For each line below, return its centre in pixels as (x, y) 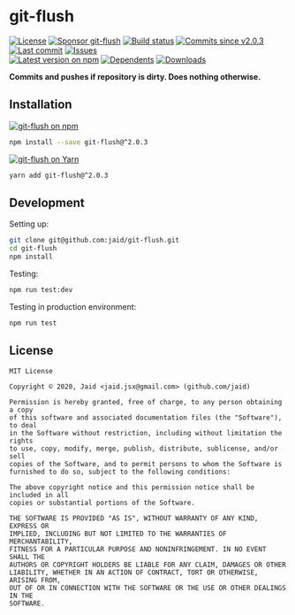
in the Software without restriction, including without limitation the (146, 433)
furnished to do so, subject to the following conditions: (120, 472)
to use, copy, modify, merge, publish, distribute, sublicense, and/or (144, 449)
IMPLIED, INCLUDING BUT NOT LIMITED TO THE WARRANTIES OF (118, 534)
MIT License (31, 371)
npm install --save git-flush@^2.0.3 (79, 142)
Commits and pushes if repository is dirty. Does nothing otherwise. (135, 76)
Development (47, 202)
